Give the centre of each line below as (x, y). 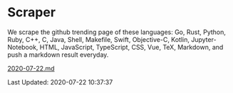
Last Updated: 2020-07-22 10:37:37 (60, 82)
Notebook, (23, 47)
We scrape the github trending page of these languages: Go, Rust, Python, (117, 32)
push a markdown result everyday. (58, 55)
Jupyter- (204, 39)
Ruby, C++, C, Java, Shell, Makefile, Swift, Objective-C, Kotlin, (99, 39)
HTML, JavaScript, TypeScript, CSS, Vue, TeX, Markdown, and (131, 47)
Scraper (31, 12)
